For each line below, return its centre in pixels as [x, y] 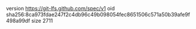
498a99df [18, 21]
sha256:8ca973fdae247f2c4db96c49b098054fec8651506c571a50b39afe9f [98, 14]
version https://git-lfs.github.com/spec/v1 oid [61, 8]
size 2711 [42, 21]
